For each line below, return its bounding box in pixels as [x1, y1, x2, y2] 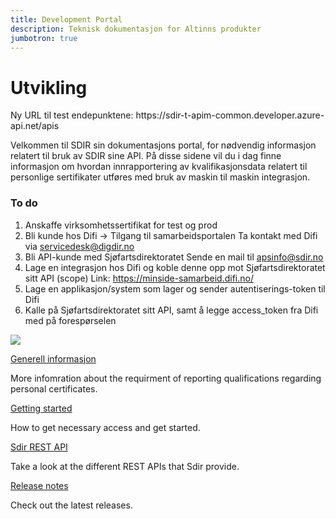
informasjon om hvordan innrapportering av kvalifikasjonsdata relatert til [10, 161, 308, 173]
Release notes [10, 479, 69, 491]
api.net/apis [10, 120, 60, 132]
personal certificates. [10, 382, 98, 395]
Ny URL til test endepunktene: [10, 109, 134, 121]
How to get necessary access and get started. [10, 421, 201, 433]
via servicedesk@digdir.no [24, 240, 135, 252]
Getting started [10, 402, 73, 414]
